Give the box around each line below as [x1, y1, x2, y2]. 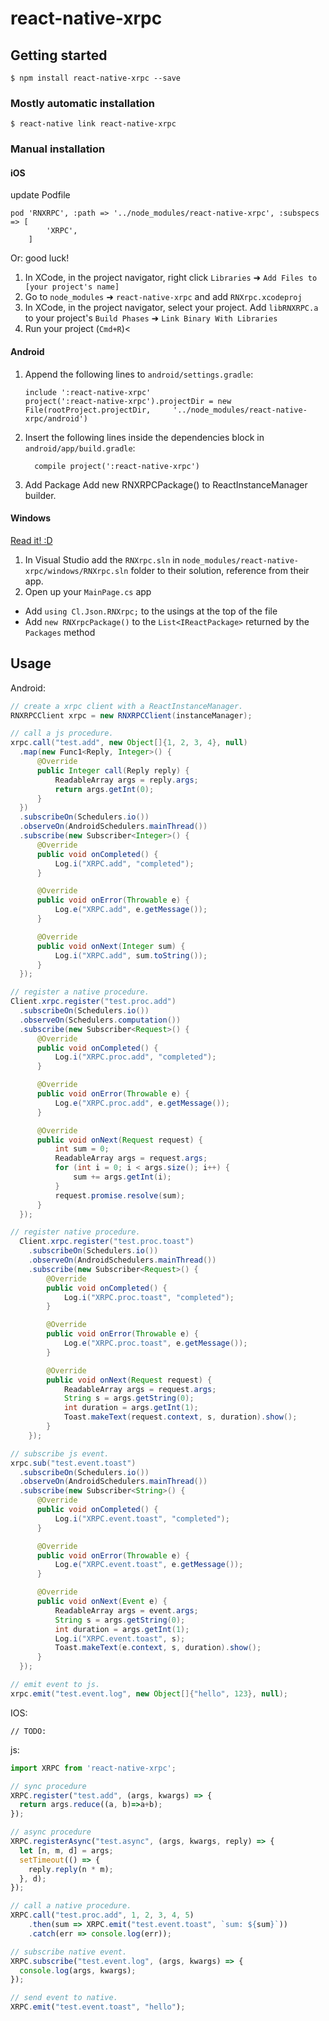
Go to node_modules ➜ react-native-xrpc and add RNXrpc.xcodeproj [24, 291, 303, 303]
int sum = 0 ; [54, 1144, 110, 1154]
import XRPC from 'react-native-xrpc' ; [10, 1763, 177, 1773]
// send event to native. [10, 1993, 118, 2003]
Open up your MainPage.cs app [24, 585, 152, 597]
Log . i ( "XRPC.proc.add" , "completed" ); [54, 1052, 217, 1062]
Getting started [10, 47, 108, 64]
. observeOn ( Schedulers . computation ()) [19, 1015, 182, 1025]
